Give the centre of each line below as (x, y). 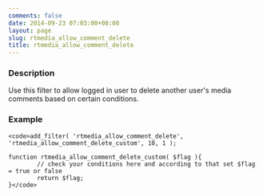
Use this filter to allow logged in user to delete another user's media (120, 90)
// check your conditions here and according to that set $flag (146, 164)
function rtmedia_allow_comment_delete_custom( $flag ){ (105, 157)
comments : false (35, 16)
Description (32, 73)
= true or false (35, 171)
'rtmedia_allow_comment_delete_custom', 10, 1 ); (93, 143)
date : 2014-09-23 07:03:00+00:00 (64, 23)
